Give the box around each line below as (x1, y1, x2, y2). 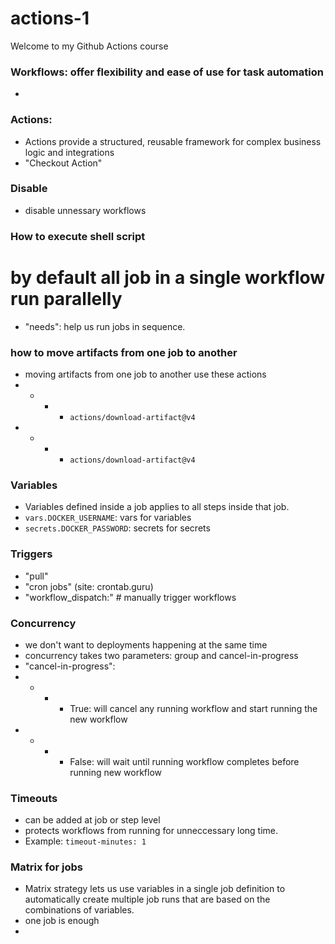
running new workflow (69, 766, 162, 778)
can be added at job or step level (24, 814, 161, 826)
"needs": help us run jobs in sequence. (24, 320, 186, 332)
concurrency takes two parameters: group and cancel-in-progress (24, 649, 299, 661)
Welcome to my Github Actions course (10, 40, 169, 52)
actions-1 (10, 7, 90, 30)
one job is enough (24, 915, 100, 927)
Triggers (10, 547, 53, 561)
